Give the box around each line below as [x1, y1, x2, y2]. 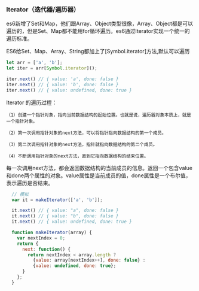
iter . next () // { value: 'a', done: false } [6, 76, 119, 82]
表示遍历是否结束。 [6, 179, 54, 186]
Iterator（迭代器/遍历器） [6, 5, 80, 13]
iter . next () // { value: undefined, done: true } [6, 87, 133, 93]
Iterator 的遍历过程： [6, 99, 57, 106]
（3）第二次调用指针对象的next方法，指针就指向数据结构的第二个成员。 [6, 141, 158, 147]
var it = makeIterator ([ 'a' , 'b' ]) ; [11, 196, 103, 203]
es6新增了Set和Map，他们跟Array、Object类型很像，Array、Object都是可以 [6, 20, 193, 28]
